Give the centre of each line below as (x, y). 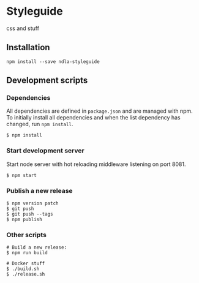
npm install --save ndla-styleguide (53, 62)
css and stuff (23, 28)
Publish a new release (39, 191)
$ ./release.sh (26, 274)
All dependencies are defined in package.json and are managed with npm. (99, 111)
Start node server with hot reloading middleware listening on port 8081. (96, 164)
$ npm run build (27, 253)
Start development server (45, 151)
